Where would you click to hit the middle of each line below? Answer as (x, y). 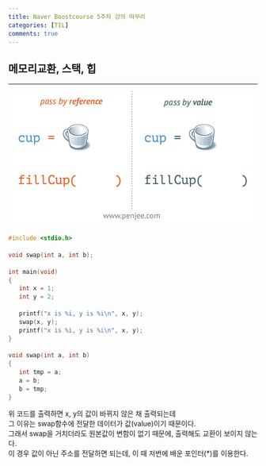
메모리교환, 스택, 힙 (52, 69)
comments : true (33, 33)
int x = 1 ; (37, 289)
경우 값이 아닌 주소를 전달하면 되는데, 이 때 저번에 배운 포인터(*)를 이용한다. (132, 453)
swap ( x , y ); (38, 322)
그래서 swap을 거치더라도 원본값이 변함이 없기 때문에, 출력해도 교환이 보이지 (126, 433)
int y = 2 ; (37, 297)
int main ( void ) (33, 272)
